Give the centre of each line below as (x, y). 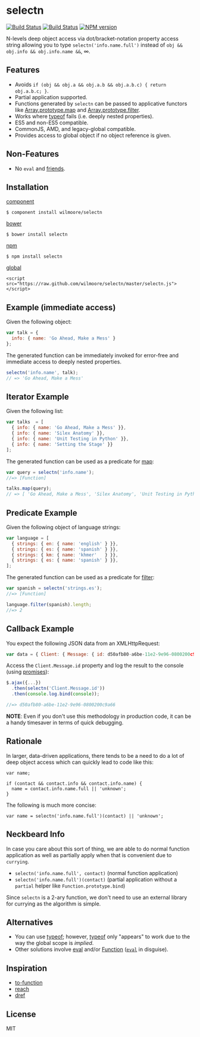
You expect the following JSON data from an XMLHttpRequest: (83, 643)
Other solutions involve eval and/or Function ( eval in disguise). (91, 949)
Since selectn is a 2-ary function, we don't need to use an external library (97, 897)
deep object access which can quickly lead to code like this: (80, 762)
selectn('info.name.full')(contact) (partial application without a (96, 879)
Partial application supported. (51, 97)
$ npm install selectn (34, 257)
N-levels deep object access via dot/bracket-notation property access (92, 38)
